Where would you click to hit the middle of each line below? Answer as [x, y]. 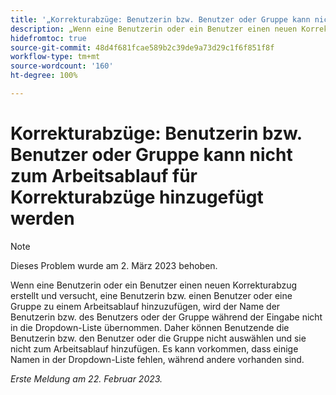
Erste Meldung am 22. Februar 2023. [86, 378]
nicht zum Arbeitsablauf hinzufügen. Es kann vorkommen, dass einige [154, 348]
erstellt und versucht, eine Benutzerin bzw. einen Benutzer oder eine [151, 295]
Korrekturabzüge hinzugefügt [137, 197]
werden [42, 218]
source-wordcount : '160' [62, 66]
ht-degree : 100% [44, 76]
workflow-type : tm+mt [55, 57]
